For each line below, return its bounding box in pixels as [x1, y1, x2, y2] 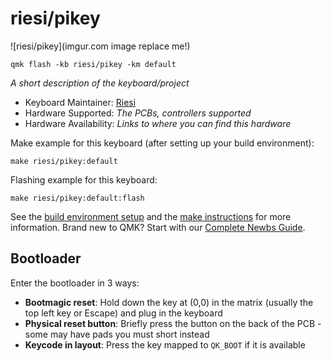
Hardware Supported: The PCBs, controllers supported [24, 107, 252, 119]
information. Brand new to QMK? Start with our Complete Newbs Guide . [10, 221, 306, 233]
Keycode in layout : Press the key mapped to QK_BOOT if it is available [24, 338, 306, 351]
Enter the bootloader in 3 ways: [10, 277, 140, 289]
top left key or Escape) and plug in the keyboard [24, 307, 223, 319]
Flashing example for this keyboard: [10, 173, 158, 186]
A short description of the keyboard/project [10, 77, 190, 89]
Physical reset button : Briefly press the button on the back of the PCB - [24, 317, 322, 329]
